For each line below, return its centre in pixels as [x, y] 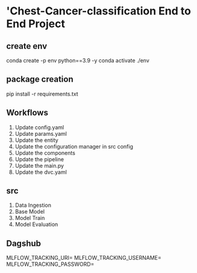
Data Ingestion [33, 205]
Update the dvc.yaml [41, 172]
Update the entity [36, 140]
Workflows [27, 113]
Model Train [30, 218]
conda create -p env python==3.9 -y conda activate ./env [78, 60]
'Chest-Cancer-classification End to [99, 11]
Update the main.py [39, 165]
